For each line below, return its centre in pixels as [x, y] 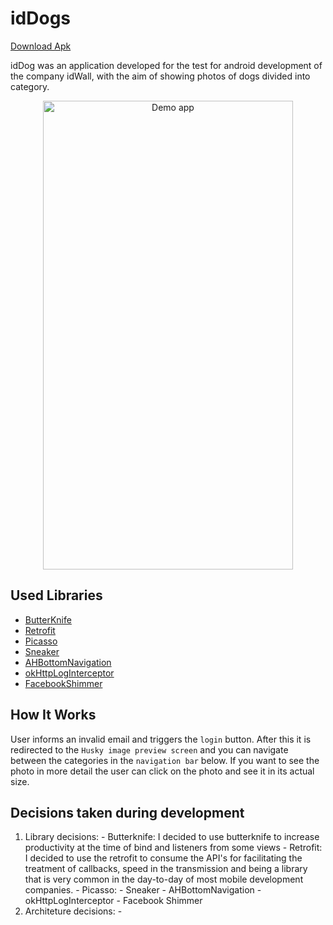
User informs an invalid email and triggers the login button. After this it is [161, 739]
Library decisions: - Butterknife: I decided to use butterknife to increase [172, 837]
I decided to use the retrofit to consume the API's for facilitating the [163, 858]
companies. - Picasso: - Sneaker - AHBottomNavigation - [143, 890]
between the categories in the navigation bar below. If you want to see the [165, 760]
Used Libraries [56, 595]
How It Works [53, 715]
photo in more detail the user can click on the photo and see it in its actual [162, 771]
